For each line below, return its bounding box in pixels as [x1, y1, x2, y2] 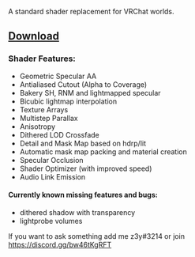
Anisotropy [19, 122, 56, 131]
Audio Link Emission [19, 172, 86, 181]
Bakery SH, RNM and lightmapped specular [19, 88, 161, 97]
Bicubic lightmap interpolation [19, 96, 117, 106]
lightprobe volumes [19, 216, 83, 225]
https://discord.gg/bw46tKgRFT [8, 240, 112, 249]
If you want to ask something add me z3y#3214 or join [8, 231, 186, 240]
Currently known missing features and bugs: [8, 190, 158, 200]
